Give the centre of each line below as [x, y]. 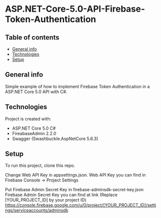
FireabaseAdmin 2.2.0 [34, 133]
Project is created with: [28, 119]
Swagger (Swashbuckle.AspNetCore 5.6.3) [55, 139]
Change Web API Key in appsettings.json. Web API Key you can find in [75, 175]
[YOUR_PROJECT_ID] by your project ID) [46, 200]
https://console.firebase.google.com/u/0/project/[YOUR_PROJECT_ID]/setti [81, 205]
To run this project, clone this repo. [40, 166]
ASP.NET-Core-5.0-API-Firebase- [75, 9]
